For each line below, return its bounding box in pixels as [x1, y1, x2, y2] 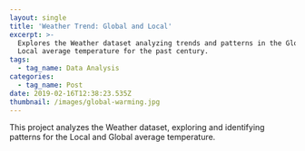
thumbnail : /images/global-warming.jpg [9, 97, 161, 107]
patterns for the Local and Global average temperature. [9, 132, 216, 143]
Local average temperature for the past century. [17, 47, 209, 56]
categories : [9, 72, 54, 81]
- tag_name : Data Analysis [17, 64, 120, 73]
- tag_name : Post [17, 80, 84, 90]
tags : [9, 55, 30, 64]
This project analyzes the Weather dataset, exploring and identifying [9, 122, 265, 133]
